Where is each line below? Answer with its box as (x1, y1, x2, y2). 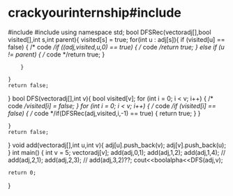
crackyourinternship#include (8, 5, 182, 21)
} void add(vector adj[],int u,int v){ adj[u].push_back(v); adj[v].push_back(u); (8, 141, 226, 149)
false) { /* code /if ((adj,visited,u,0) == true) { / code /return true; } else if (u (8, 43, 225, 51)
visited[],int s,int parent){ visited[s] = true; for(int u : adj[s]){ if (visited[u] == (8, 35, 225, 43)
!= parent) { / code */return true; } (8, 50, 105, 59)
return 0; (8, 169, 37, 176)
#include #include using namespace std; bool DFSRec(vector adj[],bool (8, 28, 211, 36)
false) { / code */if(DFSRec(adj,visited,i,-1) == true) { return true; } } (8, 109, 201, 117)
